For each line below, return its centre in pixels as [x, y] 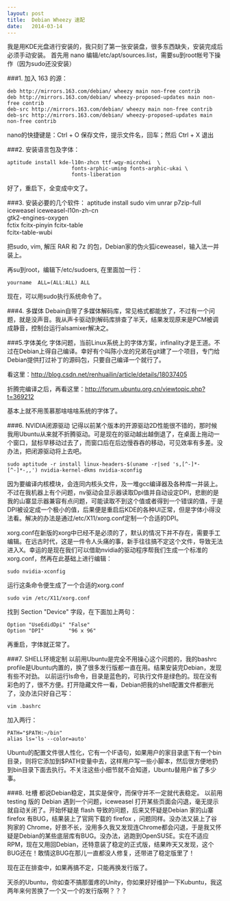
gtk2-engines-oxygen [38, 218]
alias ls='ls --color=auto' [47, 739]
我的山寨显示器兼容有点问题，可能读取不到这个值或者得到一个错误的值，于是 [115, 501]
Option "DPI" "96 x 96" [52, 631]
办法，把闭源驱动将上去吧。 [46, 451]
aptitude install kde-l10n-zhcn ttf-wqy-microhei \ [84, 163]
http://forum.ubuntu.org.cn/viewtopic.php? [145, 389]
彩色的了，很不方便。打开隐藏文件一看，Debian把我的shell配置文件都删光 [111, 685]
